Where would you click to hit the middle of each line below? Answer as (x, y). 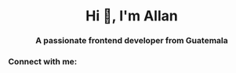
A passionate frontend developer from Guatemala (132, 41)
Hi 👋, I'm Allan (132, 16)
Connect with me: (43, 62)
